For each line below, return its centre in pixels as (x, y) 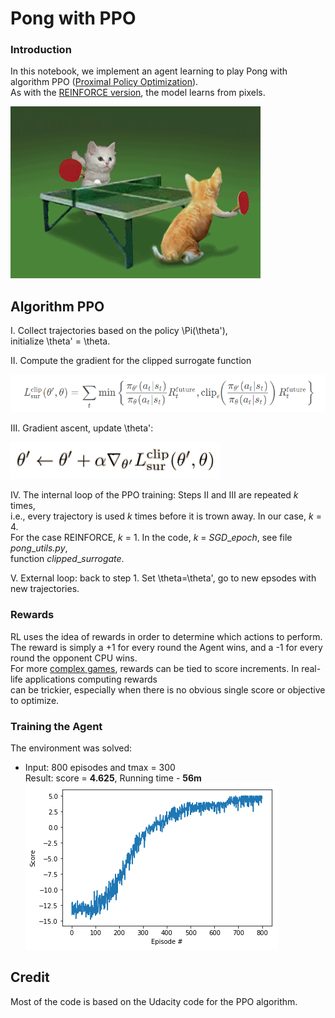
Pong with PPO (73, 18)
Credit (30, 977)
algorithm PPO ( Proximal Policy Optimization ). (104, 82)
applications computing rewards (91, 679)
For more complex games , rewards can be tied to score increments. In (155, 668)
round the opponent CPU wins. (74, 658)
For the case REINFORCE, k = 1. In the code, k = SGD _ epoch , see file (151, 538)
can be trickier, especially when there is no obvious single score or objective (168, 689)
